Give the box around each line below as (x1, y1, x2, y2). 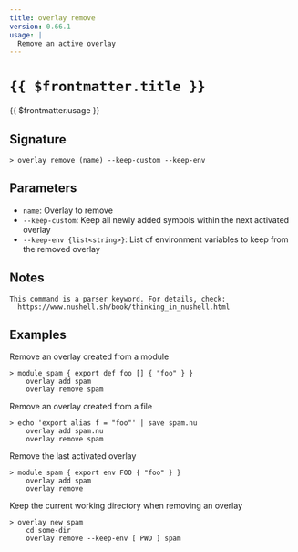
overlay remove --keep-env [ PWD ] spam (26, 534, 181, 544)
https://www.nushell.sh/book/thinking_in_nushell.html (17, 303, 231, 312)
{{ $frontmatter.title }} (9, 79, 206, 96)
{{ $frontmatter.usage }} (9, 105, 100, 116)
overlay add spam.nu (26, 427, 104, 436)
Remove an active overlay (17, 38, 117, 48)
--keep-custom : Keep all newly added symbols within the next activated (22, 214, 290, 225)
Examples (9, 327, 67, 343)
